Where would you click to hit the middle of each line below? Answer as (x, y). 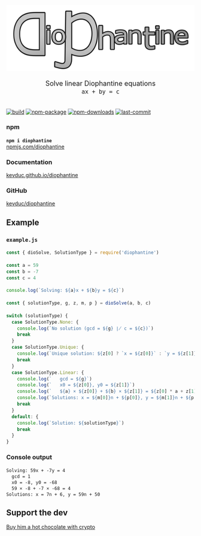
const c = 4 (21, 278)
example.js (22, 240)
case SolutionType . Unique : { (48, 348)
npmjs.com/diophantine (35, 147)
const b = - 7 (22, 272)
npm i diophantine (29, 141)
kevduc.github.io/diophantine (42, 175)
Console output (29, 457)
